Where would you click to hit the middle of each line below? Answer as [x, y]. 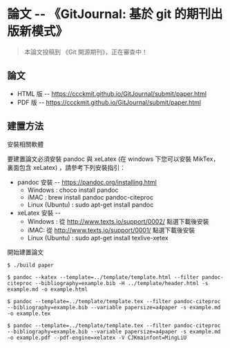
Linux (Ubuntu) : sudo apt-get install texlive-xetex [98, 238]
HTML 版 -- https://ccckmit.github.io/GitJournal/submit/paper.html [112, 93]
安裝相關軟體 [25, 144]
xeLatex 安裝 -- [39, 213]
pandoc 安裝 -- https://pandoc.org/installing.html [87, 182]
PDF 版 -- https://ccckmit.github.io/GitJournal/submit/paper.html [109, 102]
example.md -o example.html [48, 289]
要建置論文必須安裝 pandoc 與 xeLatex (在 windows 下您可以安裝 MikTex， [113, 159]
